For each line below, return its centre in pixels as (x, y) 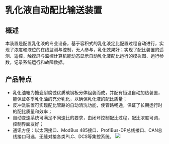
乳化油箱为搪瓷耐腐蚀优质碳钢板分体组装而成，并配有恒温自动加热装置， (87, 92)
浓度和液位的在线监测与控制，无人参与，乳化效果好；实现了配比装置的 (87, 50)
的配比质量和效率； (32, 111)
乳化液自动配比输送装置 (54, 10)
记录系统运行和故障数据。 (40, 62)
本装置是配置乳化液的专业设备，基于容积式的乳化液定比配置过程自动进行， (82, 43)
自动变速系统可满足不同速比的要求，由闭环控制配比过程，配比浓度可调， (87, 117)
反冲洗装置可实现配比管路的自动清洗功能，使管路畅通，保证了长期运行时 (87, 105)
